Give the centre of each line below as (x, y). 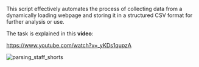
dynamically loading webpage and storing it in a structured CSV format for (100, 15)
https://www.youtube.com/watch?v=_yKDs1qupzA (69, 45)
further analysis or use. (36, 22)
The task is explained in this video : (50, 33)
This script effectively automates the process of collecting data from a (94, 9)
